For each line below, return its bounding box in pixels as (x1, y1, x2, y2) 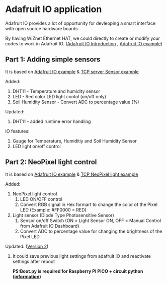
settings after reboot (12, 258, 55, 264)
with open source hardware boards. (5, 25, 79, 31)
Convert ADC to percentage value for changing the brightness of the (20, 228, 162, 234)
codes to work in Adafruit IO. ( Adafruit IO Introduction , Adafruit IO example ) (5, 40, 162, 46)
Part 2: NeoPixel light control (5, 158, 97, 167)
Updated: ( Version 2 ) (5, 243, 49, 249)
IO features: (5, 128, 30, 134)
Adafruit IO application (5, 4, 102, 15)
